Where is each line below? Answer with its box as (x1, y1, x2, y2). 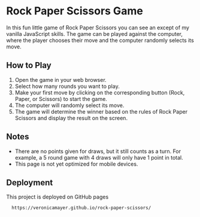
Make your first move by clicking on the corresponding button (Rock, (14, 88, 185, 96)
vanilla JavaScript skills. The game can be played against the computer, (6, 30, 183, 37)
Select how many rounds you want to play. (14, 82, 120, 90)
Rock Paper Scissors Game (6, 4, 144, 18)
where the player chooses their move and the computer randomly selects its (6, 36, 195, 44)
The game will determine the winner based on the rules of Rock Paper (14, 108, 187, 115)
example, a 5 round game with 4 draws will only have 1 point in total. (14, 154, 184, 161)
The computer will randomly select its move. (14, 102, 125, 109)
